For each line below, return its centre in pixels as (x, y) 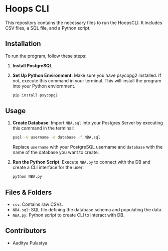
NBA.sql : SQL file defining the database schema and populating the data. (88, 210)
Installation (23, 44)
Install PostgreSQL (32, 65)
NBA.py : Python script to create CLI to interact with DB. (68, 215)
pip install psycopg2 (35, 95)
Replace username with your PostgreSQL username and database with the (88, 147)
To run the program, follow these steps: (46, 56)
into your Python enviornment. (44, 86)
